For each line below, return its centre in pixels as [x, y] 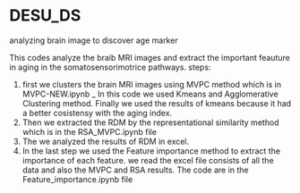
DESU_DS [45, 16]
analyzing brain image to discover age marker [94, 40]
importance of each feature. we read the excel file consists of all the [148, 160]
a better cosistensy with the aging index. [97, 113]
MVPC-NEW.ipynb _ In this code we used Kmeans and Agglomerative [150, 94]
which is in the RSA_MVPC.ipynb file [89, 131]
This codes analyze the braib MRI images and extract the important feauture [150, 57]
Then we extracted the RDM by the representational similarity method [150, 122]
